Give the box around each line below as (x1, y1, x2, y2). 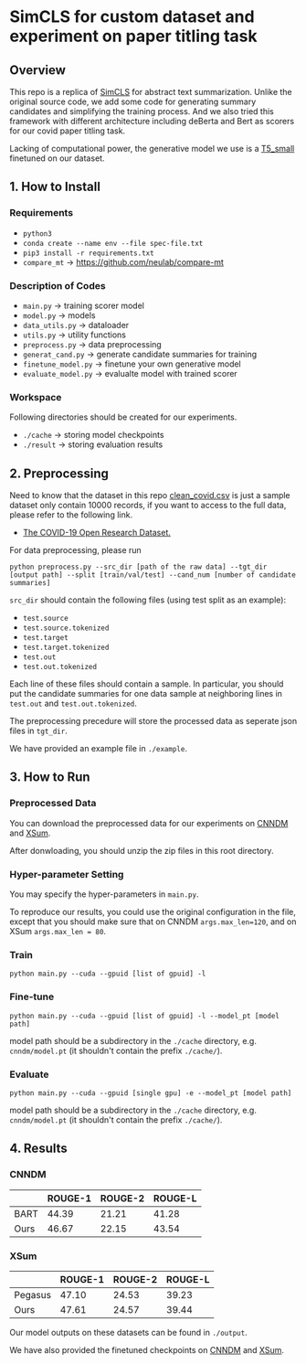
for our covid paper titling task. (9, 125, 126, 136)
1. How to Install (9, 179, 100, 195)
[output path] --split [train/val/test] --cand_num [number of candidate (9, 570, 297, 580)
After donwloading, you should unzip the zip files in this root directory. (9, 845, 274, 856)
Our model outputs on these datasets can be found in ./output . (9, 1327, 248, 1337)
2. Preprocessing (9, 465, 110, 481)
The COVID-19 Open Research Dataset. (22, 527, 172, 538)
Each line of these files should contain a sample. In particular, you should (9, 678, 284, 689)
